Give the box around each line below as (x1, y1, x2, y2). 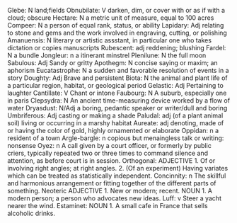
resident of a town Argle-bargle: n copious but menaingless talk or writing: (7, 134, 224, 142)
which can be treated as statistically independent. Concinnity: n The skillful (7, 171, 226, 180)
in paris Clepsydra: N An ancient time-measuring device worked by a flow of (7, 96, 231, 105)
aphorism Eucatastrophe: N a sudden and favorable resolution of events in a (7, 67, 229, 74)
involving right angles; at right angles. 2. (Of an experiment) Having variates (7, 164, 229, 172)
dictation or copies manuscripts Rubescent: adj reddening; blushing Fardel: (7, 44, 226, 52)
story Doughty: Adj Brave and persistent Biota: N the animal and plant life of (7, 74, 228, 82)
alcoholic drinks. (7, 209, 55, 217)
